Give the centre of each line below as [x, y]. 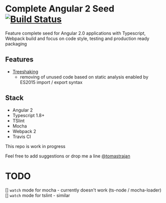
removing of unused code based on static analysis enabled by [84, 77]
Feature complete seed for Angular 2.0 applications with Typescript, [75, 33]
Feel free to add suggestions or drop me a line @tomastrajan [68, 156]
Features [19, 60]
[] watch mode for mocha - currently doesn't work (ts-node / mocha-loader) [83, 190]
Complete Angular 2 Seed [60, 9]
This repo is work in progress [35, 146]
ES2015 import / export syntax [51, 82]
